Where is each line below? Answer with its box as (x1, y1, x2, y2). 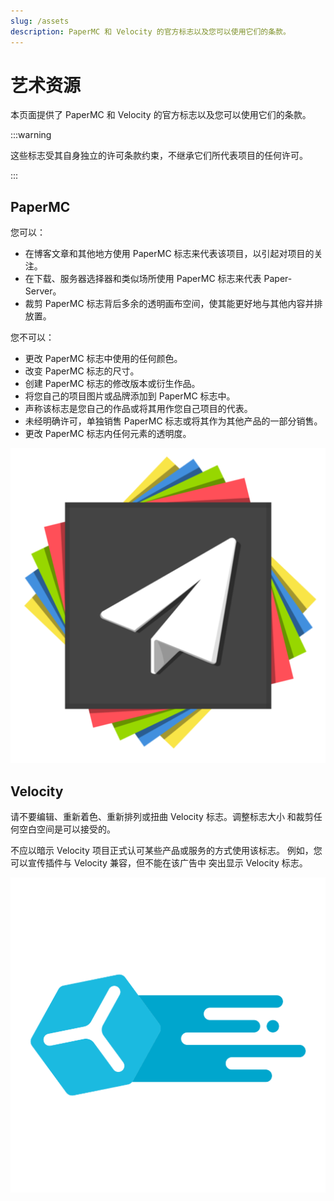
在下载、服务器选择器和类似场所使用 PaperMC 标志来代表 (24, 273, 262, 285)
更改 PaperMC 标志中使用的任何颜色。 (24, 353, 183, 365)
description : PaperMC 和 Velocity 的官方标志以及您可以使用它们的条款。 (10, 26, 291, 37)
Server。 (24, 285, 62, 297)
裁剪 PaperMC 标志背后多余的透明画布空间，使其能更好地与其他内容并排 (24, 298, 323, 310)
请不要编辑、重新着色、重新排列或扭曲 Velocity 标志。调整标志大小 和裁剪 (10, 811, 314, 823)
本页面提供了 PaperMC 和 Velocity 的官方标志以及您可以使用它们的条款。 (10, 109, 312, 121)
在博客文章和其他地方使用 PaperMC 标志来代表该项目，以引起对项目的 (24, 248, 315, 260)
